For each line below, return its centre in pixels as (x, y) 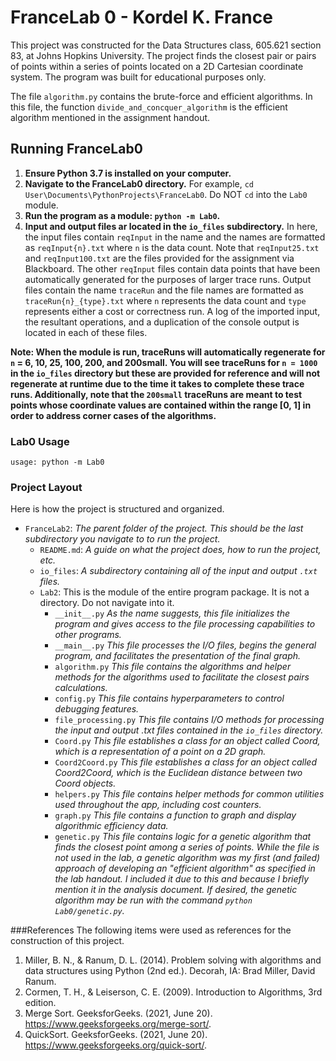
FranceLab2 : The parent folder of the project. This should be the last (164, 528)
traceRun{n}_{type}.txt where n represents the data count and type (165, 300)
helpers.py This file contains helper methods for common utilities (189, 794)
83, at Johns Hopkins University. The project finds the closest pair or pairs (163, 55)
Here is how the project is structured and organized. (117, 509)
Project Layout (46, 487)
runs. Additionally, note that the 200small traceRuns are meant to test (156, 394)
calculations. (81, 688)
